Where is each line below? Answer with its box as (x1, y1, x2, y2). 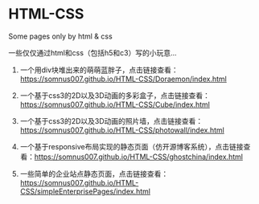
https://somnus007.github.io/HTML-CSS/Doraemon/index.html (19, 74, 227, 84)
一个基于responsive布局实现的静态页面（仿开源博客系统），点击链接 (19, 141, 244, 151)
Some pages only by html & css (8, 31, 113, 41)
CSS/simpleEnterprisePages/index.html (19, 186, 151, 196)
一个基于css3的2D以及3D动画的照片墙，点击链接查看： (19, 116, 203, 125)
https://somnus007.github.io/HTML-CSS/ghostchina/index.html (34, 152, 244, 161)
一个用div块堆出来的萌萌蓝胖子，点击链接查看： (19, 65, 179, 75)
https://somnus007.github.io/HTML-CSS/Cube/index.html (19, 100, 211, 109)
